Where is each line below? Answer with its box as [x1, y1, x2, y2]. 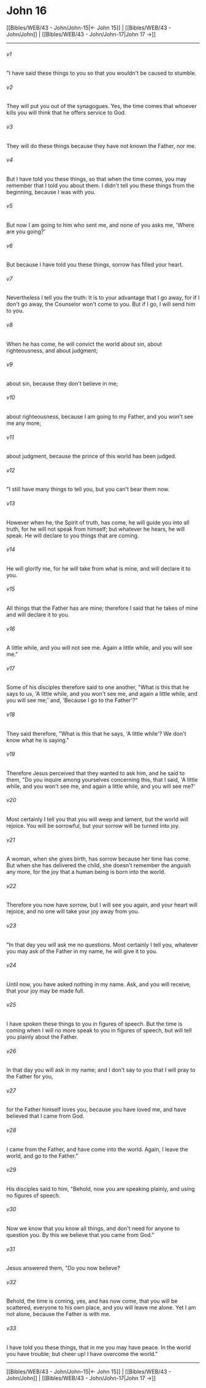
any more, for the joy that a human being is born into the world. [6, 868, 166, 876]
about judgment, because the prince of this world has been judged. [6, 453, 177, 460]
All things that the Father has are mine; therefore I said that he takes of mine [6, 604, 198, 612]
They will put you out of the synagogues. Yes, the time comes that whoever [6, 103, 197, 110]
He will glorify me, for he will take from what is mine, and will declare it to [6, 564, 191, 572]
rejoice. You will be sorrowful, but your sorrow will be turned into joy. [6, 822, 180, 829]
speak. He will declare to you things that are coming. [6, 532, 139, 539]
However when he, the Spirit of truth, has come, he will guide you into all [6, 518, 190, 526]
